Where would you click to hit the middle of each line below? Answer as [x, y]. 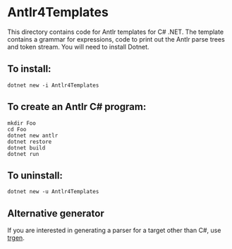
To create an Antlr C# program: [77, 107]
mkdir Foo [22, 123]
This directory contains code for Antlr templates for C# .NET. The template [116, 32]
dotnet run [23, 154]
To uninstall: [35, 175]
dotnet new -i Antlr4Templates [53, 85]
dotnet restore [30, 142]
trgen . [16, 238]
